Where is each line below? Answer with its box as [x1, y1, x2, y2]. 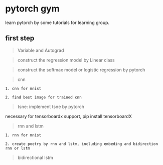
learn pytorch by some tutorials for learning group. [5, 19, 109, 25]
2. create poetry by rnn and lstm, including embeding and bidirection [5, 141, 158, 146]
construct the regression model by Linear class [17, 57, 115, 63]
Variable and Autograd [17, 47, 64, 53]
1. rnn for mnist [5, 132, 42, 137]
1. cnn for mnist [5, 86, 42, 91]
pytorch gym [5, 3, 60, 14]
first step [5, 34, 35, 42]
